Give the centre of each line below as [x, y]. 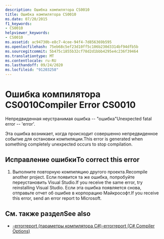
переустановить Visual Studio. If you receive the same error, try [77, 182]
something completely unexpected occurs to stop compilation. [69, 144]
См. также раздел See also [48, 214]
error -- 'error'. [20, 124]
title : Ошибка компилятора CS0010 [41, 14]
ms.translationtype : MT [30, 56]
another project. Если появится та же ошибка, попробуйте [74, 177]
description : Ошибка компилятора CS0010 [48, 10]
